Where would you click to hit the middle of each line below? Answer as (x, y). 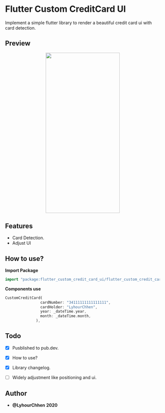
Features (19, 226)
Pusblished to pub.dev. (35, 348)
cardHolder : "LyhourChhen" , (69, 307)
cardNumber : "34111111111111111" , (75, 302)
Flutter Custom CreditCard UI (66, 9)
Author (16, 393)
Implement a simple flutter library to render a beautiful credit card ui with (79, 23)
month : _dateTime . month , (66, 316)
